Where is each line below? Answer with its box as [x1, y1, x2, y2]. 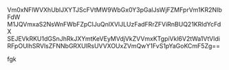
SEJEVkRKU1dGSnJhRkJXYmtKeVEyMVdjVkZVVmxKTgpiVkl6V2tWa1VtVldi [7, 35, 220, 43]
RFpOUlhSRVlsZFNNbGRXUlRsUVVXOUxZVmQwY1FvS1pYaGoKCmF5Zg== [7, 42, 221, 50]
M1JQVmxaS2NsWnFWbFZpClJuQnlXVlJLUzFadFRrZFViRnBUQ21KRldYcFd [7, 20, 221, 28]
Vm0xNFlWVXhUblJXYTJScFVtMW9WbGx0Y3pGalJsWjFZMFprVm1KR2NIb [7, 6, 222, 14]
